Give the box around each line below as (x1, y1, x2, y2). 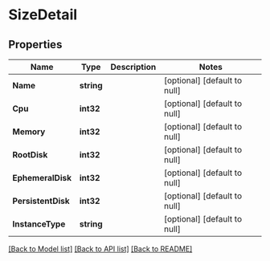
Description (110, 62, 157, 72)
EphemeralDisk (12, 173, 72, 183)
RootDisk (12, 149, 48, 160)
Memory (12, 126, 46, 137)
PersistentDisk (12, 195, 70, 206)
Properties (8, 38, 63, 51)
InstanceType (12, 218, 66, 230)
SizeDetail (8, 6, 78, 24)
